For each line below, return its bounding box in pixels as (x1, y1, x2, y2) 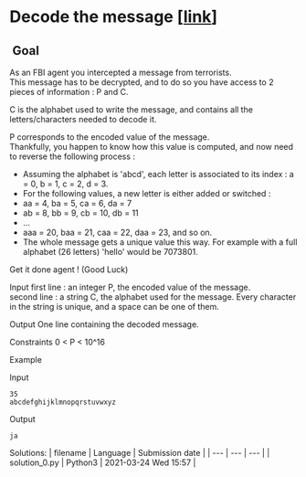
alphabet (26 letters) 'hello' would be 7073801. (22, 247, 198, 257)
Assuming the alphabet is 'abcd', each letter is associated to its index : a (22, 169, 294, 179)
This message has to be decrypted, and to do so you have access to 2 (9, 77, 274, 88)
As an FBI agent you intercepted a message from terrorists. (9, 67, 232, 78)
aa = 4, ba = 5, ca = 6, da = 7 (22, 198, 132, 208)
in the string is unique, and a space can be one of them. (9, 302, 219, 312)
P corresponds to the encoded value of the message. (9, 132, 210, 143)
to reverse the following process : (9, 151, 135, 162)
